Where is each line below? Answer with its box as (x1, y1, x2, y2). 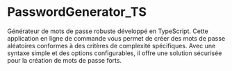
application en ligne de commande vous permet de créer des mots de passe (7, 34, 226, 42)
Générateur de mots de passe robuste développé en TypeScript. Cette (7, 27, 208, 35)
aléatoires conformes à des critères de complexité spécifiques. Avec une (7, 41, 216, 50)
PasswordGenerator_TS (7, 4, 147, 20)
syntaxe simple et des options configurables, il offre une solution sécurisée (7, 49, 222, 57)
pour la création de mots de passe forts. (7, 56, 122, 64)
